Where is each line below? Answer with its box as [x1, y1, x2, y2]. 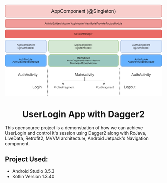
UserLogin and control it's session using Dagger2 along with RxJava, [5, 130, 147, 136]
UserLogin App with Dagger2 [22, 108, 145, 120]
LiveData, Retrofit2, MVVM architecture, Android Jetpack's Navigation [5, 135, 149, 141]
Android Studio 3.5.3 [12, 168, 55, 174]
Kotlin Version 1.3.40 [12, 174, 55, 180]
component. [5, 140, 30, 146]
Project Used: [5, 155, 48, 164]
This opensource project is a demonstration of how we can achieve [5, 124, 143, 131]
